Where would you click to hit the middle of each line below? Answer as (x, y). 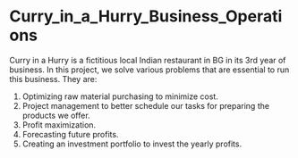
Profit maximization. (59, 125)
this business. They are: (53, 79)
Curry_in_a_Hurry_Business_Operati (146, 17)
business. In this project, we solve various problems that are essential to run (149, 70)
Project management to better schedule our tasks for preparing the (146, 105)
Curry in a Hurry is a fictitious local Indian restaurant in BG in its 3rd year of (148, 60)
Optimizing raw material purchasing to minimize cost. (120, 96)
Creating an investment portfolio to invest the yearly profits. (132, 144)
